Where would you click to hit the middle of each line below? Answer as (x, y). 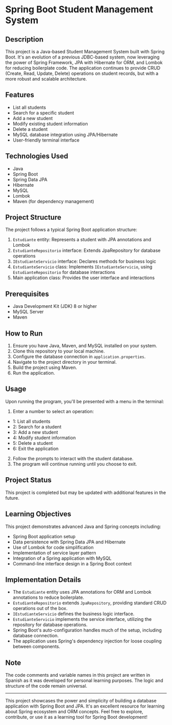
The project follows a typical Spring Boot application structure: (71, 230)
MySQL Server (28, 312)
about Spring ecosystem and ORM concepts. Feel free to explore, (74, 712)
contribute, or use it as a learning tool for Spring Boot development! (76, 717)
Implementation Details (43, 580)
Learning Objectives (38, 514)
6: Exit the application (36, 448)
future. (12, 498)
